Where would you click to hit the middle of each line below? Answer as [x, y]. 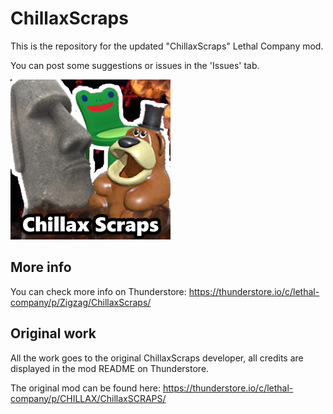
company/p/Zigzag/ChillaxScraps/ [81, 302]
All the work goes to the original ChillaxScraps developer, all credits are [157, 358]
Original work [53, 333]
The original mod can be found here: [85, 388]
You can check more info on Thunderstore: [98, 291]
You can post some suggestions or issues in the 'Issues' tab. [135, 65]
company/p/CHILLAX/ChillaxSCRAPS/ [88, 398]
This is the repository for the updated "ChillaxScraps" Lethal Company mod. [167, 46]
